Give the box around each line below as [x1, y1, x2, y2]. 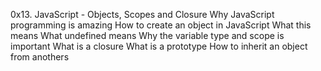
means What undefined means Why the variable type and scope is [10, 30, 285, 41]
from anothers [10, 51, 70, 63]
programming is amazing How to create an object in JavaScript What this [10, 19, 312, 31]
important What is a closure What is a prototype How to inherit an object [10, 40, 308, 52]
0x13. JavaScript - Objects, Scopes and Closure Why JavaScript [10, 9, 275, 20]
